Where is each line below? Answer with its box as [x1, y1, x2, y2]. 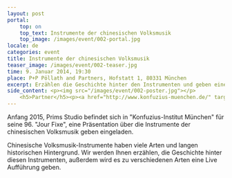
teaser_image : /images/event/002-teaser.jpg [7, 62, 137, 69]
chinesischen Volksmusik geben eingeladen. [7, 127, 134, 136]
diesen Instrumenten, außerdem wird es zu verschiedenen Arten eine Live [7, 156, 217, 163]
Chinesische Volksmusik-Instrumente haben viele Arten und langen [7, 141, 198, 149]
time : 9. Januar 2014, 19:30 [7, 68, 91, 75]
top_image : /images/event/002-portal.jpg [19, 36, 140, 43]
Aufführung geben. [7, 163, 61, 171]
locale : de [7, 42, 39, 49]
